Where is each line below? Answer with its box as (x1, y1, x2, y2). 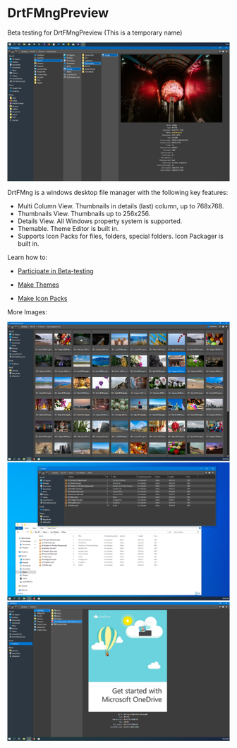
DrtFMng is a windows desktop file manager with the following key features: (7, 189, 229, 197)
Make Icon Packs (17, 295, 68, 303)
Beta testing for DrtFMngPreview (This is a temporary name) (7, 28, 183, 37)
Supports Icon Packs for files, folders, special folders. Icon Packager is (17, 232, 224, 241)
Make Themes (17, 280, 60, 289)
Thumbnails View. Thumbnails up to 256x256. (17, 210, 151, 218)
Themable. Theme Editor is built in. (17, 225, 119, 233)
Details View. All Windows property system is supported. (17, 217, 183, 225)
